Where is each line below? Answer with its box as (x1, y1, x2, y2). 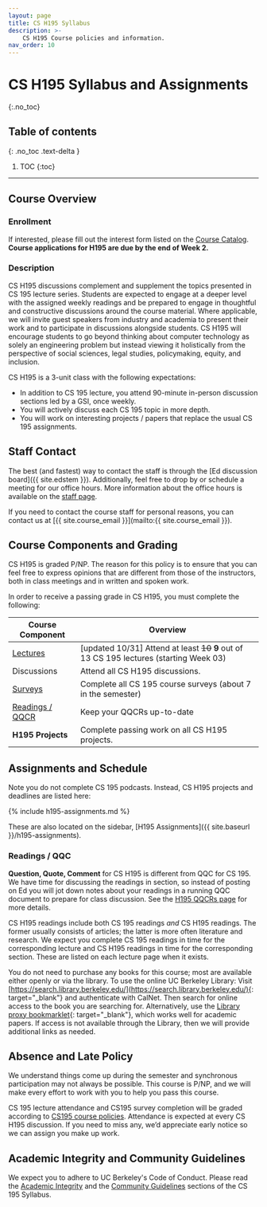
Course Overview (8, 192, 97, 206)
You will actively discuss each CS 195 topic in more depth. (19, 404, 211, 415)
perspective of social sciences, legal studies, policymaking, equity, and (8, 348, 242, 358)
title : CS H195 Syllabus (8, 19, 91, 27)
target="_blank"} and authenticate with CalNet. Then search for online (8, 993, 238, 1002)
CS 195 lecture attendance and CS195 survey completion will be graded (8, 1103, 242, 1113)
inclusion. (8, 356, 40, 367)
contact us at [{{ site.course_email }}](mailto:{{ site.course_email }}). (8, 515, 233, 525)
